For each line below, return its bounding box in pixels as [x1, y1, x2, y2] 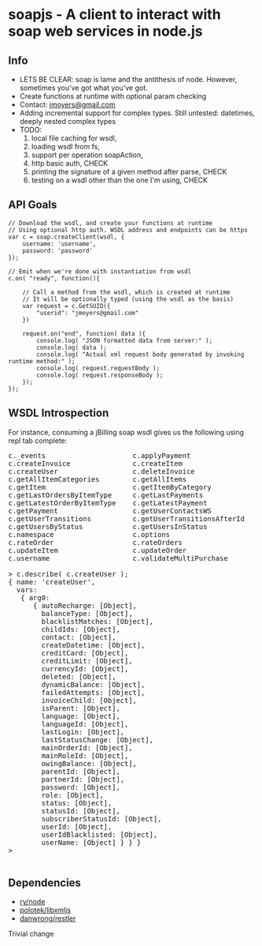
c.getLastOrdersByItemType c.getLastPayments [8, 490, 204, 499]
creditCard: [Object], [41, 648, 129, 657]
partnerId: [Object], [41, 775, 125, 783]
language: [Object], [41, 711, 120, 720]
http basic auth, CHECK [31, 159, 109, 167]
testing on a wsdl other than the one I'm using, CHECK [31, 175, 208, 185]
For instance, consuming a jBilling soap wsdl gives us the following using [8, 427, 245, 437]
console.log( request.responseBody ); [36, 371, 164, 379]
